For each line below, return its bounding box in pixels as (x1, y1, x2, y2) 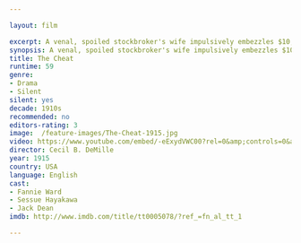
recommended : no (9, 112, 70, 121)
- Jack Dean (9, 204, 54, 213)
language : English (9, 170, 78, 179)
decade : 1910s (9, 104, 63, 113)
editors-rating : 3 (9, 120, 78, 130)
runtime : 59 (9, 62, 54, 72)
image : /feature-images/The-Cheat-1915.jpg (9, 129, 178, 138)
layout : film (9, 21, 58, 30)
